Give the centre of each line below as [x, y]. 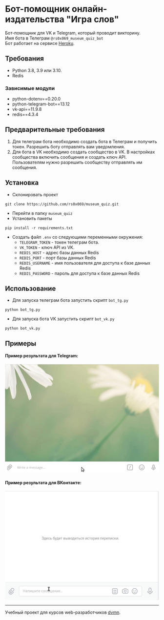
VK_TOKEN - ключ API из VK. [47, 247]
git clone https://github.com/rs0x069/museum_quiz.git [62, 204]
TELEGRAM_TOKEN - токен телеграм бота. [59, 242]
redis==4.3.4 [25, 114]
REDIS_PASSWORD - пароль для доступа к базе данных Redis [80, 273]
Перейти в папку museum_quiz [42, 213]
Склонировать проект [35, 194]
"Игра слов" [92, 19]
